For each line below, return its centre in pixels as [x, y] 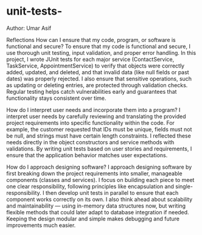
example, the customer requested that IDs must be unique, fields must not [99, 129]
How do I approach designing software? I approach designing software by [99, 167]
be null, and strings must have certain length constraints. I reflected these [99, 136]
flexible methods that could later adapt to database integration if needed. [98, 212]
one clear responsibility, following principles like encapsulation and [90, 186]
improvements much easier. [41, 225]
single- [184, 186]
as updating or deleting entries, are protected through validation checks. [97, 85]
